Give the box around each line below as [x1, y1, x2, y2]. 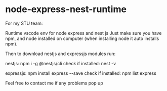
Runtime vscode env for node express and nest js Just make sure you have [5, 30, 162, 36]
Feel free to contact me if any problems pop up [5, 80, 103, 86]
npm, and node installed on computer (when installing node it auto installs [5, 35, 159, 41]
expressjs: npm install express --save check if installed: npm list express [5, 70, 157, 76]
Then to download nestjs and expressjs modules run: [5, 51, 116, 57]
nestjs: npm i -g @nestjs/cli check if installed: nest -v [5, 60, 116, 66]
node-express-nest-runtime [5, 4, 127, 15]
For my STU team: [5, 20, 43, 26]
